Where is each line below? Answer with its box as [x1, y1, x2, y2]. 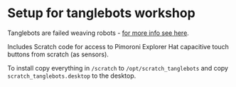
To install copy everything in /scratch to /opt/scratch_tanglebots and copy [7, 63, 229, 72]
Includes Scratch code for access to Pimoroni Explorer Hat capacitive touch [7, 42, 230, 51]
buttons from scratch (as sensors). [7, 50, 109, 58]
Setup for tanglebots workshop [7, 5, 195, 21]
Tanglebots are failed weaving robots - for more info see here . [7, 29, 190, 37]
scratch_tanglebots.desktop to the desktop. [7, 71, 136, 80]
